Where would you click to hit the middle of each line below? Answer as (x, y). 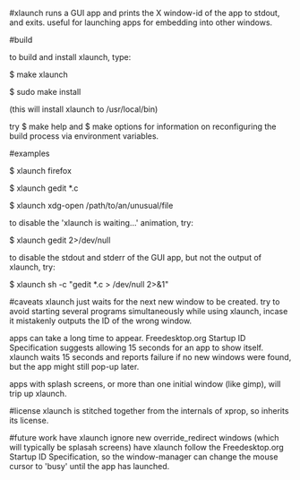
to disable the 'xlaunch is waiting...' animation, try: (102, 223)
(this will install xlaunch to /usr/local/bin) (84, 109)
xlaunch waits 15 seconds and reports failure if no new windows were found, (150, 357)
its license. (29, 420)
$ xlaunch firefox (40, 171)
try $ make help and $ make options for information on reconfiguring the (143, 126)
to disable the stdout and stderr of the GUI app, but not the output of (136, 257)
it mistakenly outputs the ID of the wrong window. (101, 321)
